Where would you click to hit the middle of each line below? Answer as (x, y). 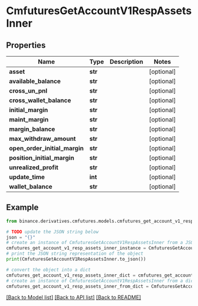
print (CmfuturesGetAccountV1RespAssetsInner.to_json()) (76, 259)
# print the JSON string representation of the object (75, 254)
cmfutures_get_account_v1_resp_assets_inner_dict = (71, 275)
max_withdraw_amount (42, 139)
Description (126, 62)
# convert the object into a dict (49, 269)
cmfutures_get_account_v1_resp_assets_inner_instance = (76, 248)
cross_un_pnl (28, 91)
